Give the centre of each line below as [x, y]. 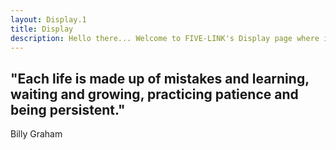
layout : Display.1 [48, 19]
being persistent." [68, 109]
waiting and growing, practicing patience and [154, 94]
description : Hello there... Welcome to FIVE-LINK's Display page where [165, 38]
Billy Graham [36, 134]
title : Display [42, 29]
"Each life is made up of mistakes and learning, [160, 78]
